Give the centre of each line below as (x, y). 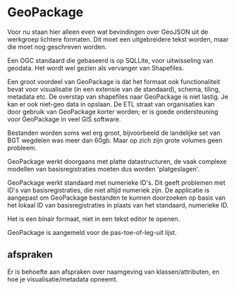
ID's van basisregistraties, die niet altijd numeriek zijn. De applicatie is (108, 190)
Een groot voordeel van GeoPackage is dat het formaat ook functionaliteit (114, 81)
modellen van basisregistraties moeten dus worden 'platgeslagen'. (104, 169)
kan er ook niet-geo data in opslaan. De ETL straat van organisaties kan (111, 104)
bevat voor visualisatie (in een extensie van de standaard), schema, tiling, (114, 89)
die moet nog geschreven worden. (57, 47)
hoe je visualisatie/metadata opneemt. (63, 279)
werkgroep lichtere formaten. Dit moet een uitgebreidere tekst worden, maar (118, 39)
